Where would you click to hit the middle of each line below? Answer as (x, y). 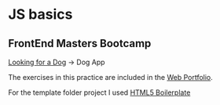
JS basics (40, 14)
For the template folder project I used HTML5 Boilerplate (99, 92)
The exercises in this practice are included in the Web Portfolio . (111, 77)
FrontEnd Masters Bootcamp (80, 43)
